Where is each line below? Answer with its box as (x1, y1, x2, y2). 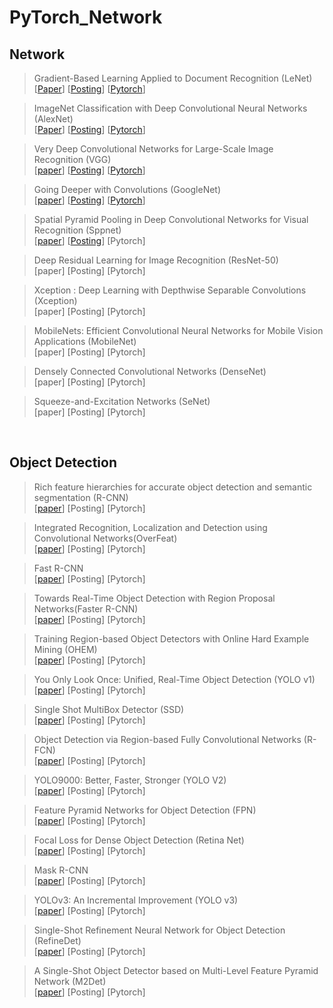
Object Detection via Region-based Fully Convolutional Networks (33, 733, 302, 745)
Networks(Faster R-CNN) (33, 602, 139, 615)
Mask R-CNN (33, 864, 89, 876)
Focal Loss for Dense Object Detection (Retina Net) (33, 834, 245, 846)
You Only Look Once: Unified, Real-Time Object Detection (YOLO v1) (33, 673, 316, 685)
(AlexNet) (33, 113, 74, 125)
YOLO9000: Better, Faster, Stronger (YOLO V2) (33, 774, 227, 786)
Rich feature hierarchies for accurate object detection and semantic (33, 481, 313, 493)
